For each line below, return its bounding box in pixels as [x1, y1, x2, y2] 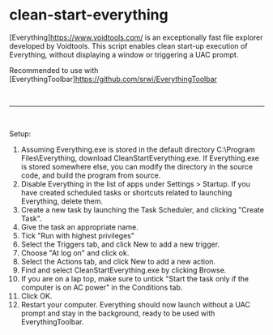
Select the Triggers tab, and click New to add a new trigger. [20, 239, 220, 249]
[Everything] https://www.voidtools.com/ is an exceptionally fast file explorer [9, 32, 263, 42]
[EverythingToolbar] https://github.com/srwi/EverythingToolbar [9, 74, 218, 84]
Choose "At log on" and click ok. [20, 247, 130, 257]
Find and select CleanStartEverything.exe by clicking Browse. [20, 265, 227, 275]
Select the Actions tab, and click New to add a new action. [20, 256, 216, 266]
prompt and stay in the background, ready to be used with [20, 308, 215, 318]
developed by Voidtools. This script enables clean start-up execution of [9, 41, 248, 50]
